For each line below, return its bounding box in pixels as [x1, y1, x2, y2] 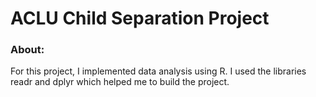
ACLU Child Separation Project [10, 7, 270, 30]
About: [10, 43, 45, 57]
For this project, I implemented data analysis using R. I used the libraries [10, 65, 307, 77]
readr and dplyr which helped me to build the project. [10, 76, 230, 88]
